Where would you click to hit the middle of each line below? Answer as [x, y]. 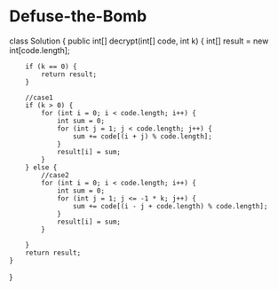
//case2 [55, 175]
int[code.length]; [40, 50]
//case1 [39, 98]
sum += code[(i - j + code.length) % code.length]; [170, 206]
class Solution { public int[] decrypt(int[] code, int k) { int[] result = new [139, 41]
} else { [41, 167]
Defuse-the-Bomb [78, 16]
